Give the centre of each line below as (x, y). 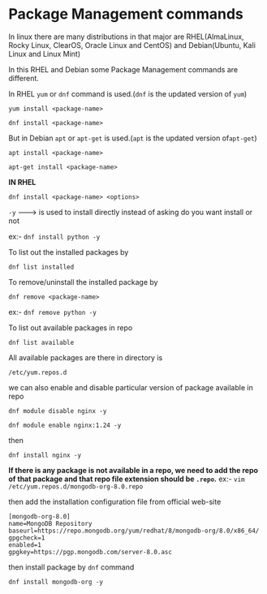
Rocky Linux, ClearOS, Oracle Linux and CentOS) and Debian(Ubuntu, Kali (132, 45)
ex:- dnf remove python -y (53, 312)
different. (24, 78)
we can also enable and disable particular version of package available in (131, 387)
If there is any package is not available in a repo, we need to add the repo (133, 470)
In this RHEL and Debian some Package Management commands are (123, 69)
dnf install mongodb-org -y (56, 582)
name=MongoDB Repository (50, 523)
